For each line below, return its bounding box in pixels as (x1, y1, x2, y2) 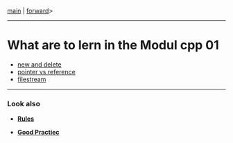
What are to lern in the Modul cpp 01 (7, 37, 220, 53)
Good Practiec (17, 128, 60, 137)
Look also (7, 99, 40, 108)
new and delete (17, 60, 62, 69)
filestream (17, 75, 46, 83)
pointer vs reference (17, 67, 76, 76)
